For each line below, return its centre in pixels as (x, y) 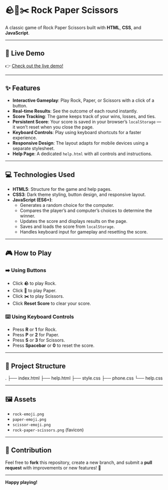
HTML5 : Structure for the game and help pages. (62, 189)
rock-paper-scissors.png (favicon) (48, 430)
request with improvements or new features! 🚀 (53, 467)
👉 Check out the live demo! (34, 66)
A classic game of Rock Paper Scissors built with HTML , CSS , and (73, 27)
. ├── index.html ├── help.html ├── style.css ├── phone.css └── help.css (84, 378)
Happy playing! (21, 482)
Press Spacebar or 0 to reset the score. (53, 345)
